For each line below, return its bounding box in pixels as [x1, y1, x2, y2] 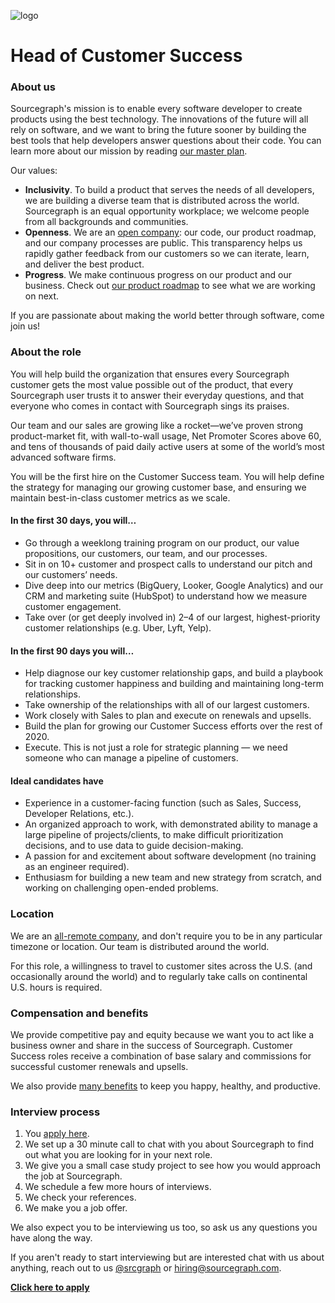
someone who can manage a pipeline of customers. [24, 752, 239, 764]
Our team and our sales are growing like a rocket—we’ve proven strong [10, 419, 304, 431]
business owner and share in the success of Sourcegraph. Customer [10, 1039, 293, 1051]
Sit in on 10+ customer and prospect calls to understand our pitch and [24, 558, 313, 570]
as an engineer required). [24, 861, 130, 873]
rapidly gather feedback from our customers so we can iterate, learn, [24, 248, 310, 260]
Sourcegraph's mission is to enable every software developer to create [10, 103, 303, 115]
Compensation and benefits [10, 1006, 149, 1020]
